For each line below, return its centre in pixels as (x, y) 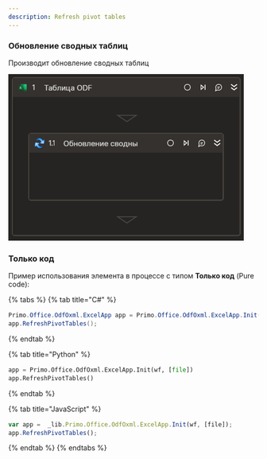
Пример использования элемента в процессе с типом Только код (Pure (131, 276)
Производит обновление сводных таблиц (79, 63)
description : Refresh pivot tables (67, 17)
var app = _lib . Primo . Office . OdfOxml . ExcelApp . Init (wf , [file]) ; (120, 424)
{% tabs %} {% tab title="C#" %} (62, 300)
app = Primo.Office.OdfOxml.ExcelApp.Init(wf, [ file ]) (101, 370)
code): (19, 284)
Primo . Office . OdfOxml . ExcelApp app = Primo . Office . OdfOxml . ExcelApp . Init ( (135, 315)
